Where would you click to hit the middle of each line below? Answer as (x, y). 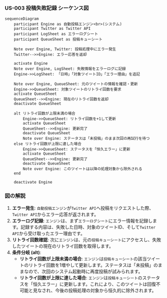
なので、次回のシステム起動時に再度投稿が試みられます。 (83, 271)
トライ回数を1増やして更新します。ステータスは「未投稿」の (96, 265)
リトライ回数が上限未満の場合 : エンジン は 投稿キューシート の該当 (83, 258)
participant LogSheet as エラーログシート (56, 34)
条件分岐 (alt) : (26, 252)
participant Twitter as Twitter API (52, 29)
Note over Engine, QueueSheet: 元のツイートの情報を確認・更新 (76, 84)
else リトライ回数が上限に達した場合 (48, 144)
